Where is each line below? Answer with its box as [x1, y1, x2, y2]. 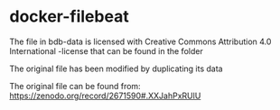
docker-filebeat [9, 6, 129, 27]
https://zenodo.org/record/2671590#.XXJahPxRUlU [9, 90, 201, 101]
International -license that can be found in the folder [9, 45, 203, 56]
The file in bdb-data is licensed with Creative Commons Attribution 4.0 [9, 36, 272, 47]
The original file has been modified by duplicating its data [9, 63, 223, 74]
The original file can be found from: [9, 80, 142, 91]
